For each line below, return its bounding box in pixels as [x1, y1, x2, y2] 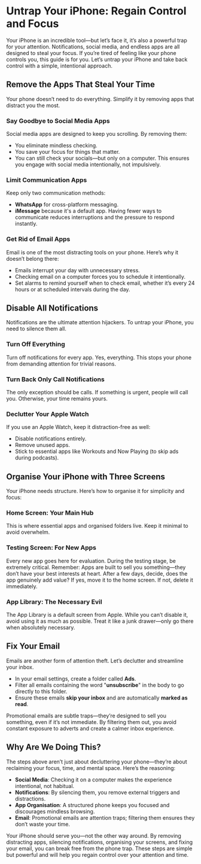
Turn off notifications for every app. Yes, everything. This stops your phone [6, 354, 192, 361]
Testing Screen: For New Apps [6, 543, 97, 552]
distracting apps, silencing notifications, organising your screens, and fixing [6, 838, 193, 845]
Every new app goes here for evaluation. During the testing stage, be [6, 557, 176, 564]
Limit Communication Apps [6, 175, 87, 184]
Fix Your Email [6, 641, 60, 652]
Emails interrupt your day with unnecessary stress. [14, 266, 141, 273]
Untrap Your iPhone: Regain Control [6, 4, 187, 18]
